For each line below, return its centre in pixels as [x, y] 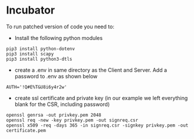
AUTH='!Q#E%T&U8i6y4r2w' [37, 87]
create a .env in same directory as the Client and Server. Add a [91, 70]
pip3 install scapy [30, 54]
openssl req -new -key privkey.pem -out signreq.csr [72, 120]
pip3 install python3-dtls [39, 59]
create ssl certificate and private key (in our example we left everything [101, 98]
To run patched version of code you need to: [60, 27]
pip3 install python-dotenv [41, 49]
